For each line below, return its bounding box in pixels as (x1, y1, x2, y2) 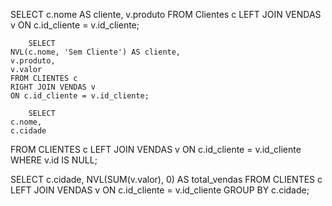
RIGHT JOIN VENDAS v (10, 82, 97, 92)
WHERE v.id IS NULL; (10, 154, 98, 166)
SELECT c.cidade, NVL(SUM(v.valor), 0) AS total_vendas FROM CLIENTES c (10, 174, 323, 185)
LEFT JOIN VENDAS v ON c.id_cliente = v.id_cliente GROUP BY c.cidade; (10, 184, 310, 196)
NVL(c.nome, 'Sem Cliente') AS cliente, (10, 47, 182, 57)
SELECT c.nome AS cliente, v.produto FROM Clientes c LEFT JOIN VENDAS (10, 9, 322, 20)
